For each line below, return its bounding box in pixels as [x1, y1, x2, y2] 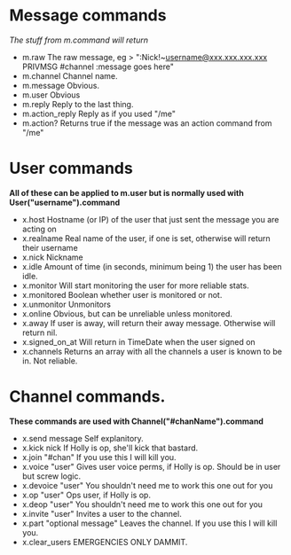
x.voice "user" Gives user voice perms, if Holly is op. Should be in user [21, 461, 281, 472]
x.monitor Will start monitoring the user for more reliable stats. [21, 280, 250, 291]
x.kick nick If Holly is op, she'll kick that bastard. [21, 442, 199, 453]
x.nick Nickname [21, 252, 83, 262]
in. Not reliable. [21, 356, 78, 366]
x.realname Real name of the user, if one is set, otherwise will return [21, 232, 271, 244]
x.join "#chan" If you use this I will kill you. [21, 451, 177, 462]
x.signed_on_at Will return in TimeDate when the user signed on [21, 336, 256, 347]
